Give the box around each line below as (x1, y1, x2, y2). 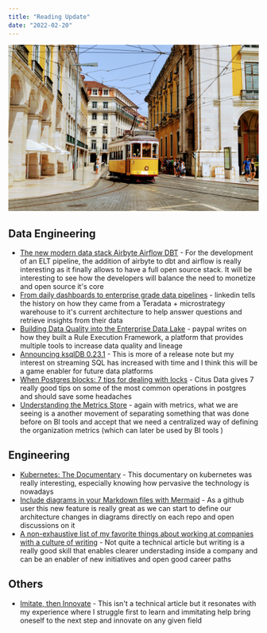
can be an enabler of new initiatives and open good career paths (19, 554, 232, 564)
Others (8, 577, 44, 591)
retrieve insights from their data (19, 315, 123, 325)
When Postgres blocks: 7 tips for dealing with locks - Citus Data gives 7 (19, 375, 254, 384)
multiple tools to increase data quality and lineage (19, 341, 183, 350)
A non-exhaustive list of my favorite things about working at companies (19, 529, 254, 538)
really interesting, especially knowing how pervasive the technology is (19, 478, 250, 487)
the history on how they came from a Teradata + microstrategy (19, 299, 226, 308)
